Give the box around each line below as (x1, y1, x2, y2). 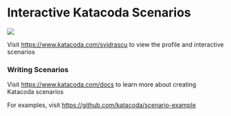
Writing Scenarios (7, 65, 69, 74)
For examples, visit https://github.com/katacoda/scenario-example (7, 101, 196, 109)
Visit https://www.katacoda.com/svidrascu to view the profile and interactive (7, 40, 224, 49)
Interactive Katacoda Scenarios (7, 5, 191, 21)
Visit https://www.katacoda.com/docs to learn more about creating (7, 80, 197, 89)
